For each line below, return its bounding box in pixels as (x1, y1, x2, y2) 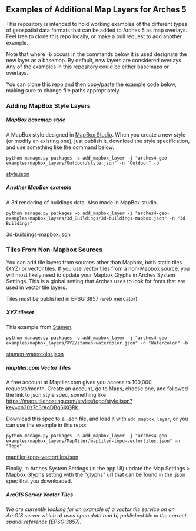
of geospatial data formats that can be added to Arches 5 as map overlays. (6, 26, 188, 34)
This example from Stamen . (6, 323, 73, 330)
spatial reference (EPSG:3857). (6, 518, 82, 525)
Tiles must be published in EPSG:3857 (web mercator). (6, 295, 139, 302)
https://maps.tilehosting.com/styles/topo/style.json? (6, 397, 133, 404)
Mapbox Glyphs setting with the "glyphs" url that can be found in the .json (6, 471, 186, 478)
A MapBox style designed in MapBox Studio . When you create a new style (6, 131, 186, 138)
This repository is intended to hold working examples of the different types (6, 20, 187, 27)
